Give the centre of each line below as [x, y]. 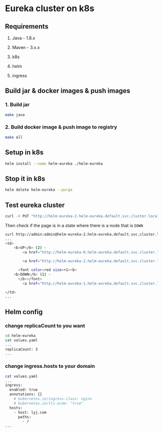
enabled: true [24, 390]
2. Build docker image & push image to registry [61, 127]
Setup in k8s [24, 153]
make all [14, 137]
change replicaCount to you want [45, 326]
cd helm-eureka [20, 335]
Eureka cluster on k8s [50, 8]
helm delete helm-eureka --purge [39, 190]
